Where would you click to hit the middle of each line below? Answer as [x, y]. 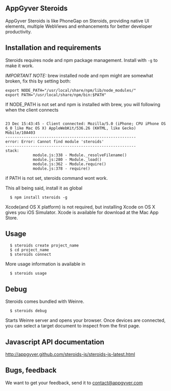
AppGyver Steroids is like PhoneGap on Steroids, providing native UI [77, 20]
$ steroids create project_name [45, 245]
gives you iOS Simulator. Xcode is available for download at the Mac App [82, 212]
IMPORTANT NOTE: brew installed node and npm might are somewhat [79, 75]
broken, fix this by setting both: [38, 81]
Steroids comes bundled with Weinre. [45, 301]
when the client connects [32, 110]
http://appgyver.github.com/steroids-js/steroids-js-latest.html [70, 354]
